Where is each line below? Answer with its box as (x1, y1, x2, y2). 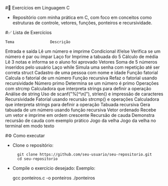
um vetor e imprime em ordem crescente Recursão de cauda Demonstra (5, 112, 154, 118)
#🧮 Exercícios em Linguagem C (5, 5, 70, 11)
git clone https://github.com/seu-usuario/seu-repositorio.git (17, 152, 152, 157)
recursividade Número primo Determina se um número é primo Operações (5, 80, 159, 86)
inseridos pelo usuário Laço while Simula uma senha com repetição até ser (5, 64, 160, 70)
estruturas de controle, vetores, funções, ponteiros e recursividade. (12, 20, 152, 26)
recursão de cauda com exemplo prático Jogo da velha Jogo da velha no (5, 118, 156, 123)
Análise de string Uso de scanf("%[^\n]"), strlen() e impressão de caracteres (5, 91, 163, 97)
